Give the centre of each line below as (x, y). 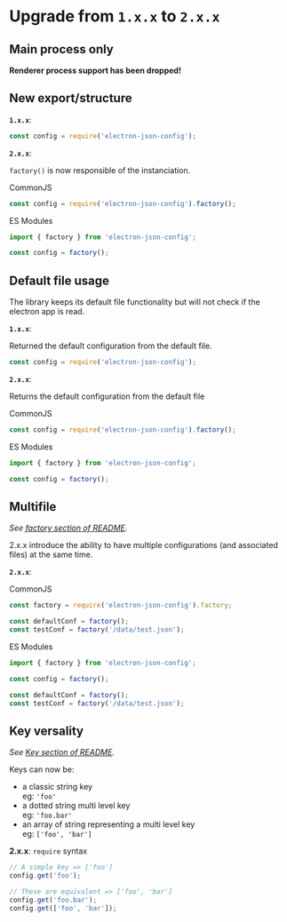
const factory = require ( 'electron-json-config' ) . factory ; (121, 606)
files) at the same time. (51, 555)
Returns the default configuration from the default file (107, 396)
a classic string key (57, 787)
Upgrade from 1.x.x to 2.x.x (115, 16)
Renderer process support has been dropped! (96, 70)
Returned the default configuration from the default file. (111, 346)
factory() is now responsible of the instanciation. (100, 170)
